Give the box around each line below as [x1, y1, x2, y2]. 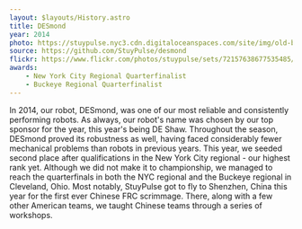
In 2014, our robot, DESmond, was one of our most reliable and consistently [9, 104, 289, 115]
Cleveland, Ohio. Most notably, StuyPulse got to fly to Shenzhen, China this [9, 181, 288, 191]
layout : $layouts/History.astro [9, 13, 130, 22]
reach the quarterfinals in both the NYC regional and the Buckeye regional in [9, 172, 292, 182]
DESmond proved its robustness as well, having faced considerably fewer [9, 133, 282, 144]
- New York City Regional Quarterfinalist [25, 72, 187, 81]
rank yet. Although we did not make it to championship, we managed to [9, 162, 273, 172]
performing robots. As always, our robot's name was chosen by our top [9, 114, 274, 125]
